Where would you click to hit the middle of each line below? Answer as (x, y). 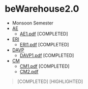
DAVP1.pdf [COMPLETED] (47, 55)
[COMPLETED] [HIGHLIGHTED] (50, 81)
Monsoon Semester (33, 23)
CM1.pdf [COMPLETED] (45, 66)
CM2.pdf (29, 71)
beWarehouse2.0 (42, 9)
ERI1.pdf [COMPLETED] (44, 44)
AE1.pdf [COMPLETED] (44, 34)
